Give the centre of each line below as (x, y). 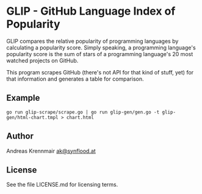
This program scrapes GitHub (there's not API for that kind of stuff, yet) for (100, 72)
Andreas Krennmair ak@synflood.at (51, 151)
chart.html (80, 117)
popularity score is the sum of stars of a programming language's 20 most (100, 54)
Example (23, 98)
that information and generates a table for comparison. (75, 79)
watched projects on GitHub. (42, 60)
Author (20, 136)
